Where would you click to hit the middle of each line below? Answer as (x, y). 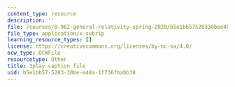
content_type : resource (42, 14)
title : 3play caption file (47, 66)
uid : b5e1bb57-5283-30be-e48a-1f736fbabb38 (72, 72)
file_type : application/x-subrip (56, 33)
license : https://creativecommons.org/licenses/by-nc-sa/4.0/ (100, 46)
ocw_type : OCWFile (34, 53)
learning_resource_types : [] (50, 40)
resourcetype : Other (37, 60)
